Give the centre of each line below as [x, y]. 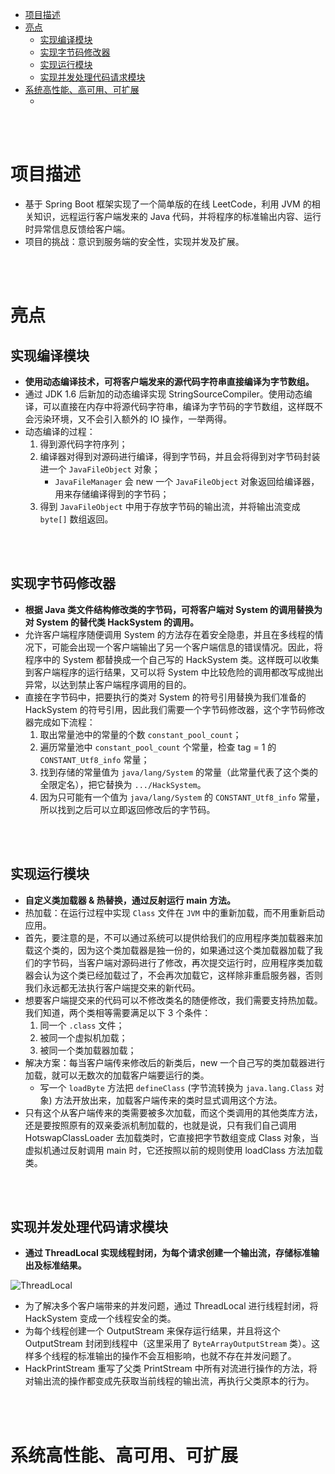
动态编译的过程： [60, 431]
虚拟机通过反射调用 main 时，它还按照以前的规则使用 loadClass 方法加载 [173, 1150]
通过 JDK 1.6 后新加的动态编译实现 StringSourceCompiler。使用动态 [164, 394]
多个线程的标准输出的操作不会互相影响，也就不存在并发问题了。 [165, 1356]
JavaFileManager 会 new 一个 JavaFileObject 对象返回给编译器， [187, 481]
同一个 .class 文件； [82, 1025]
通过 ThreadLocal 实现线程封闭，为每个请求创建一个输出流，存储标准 [168, 1253]
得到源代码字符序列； [83, 444]
